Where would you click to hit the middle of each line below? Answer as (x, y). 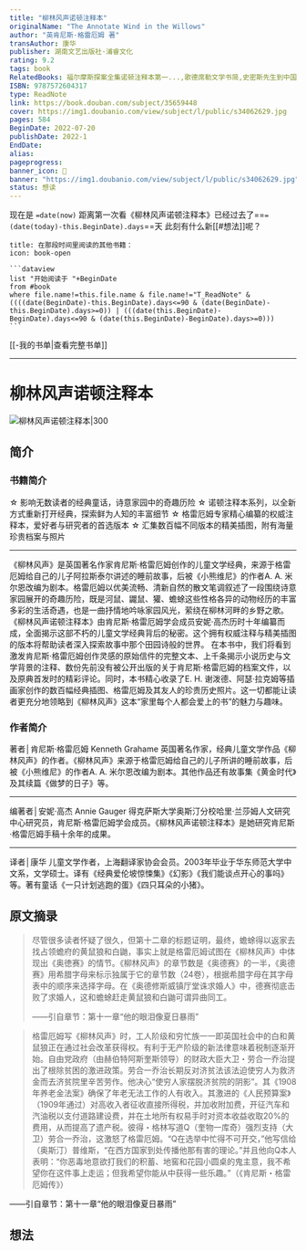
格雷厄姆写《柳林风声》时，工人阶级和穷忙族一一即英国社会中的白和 (159, 1035)
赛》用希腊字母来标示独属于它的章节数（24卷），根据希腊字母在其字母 (163, 974)
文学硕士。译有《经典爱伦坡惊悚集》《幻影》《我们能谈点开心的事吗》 (161, 874)
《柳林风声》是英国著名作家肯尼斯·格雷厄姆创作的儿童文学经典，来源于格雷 (150, 564)
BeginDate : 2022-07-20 (52, 129)
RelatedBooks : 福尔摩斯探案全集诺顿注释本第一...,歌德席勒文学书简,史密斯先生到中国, (155, 78)
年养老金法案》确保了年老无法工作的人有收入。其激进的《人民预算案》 (161, 1093)
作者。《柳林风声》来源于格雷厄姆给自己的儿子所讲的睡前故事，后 (171, 761)
